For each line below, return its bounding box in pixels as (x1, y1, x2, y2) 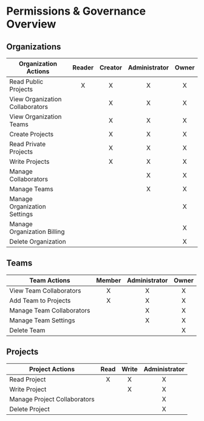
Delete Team (9, 326, 46, 334)
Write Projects (9, 157, 50, 166)
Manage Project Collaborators (9, 395, 95, 403)
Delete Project (9, 405, 50, 413)
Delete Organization (9, 238, 66, 246)
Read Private (9, 140, 46, 148)
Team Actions (29, 276, 70, 285)
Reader (72, 63, 94, 71)
